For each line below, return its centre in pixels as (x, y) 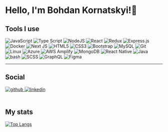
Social (15, 77)
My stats (19, 112)
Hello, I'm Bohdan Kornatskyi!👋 (71, 10)
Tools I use (22, 29)
